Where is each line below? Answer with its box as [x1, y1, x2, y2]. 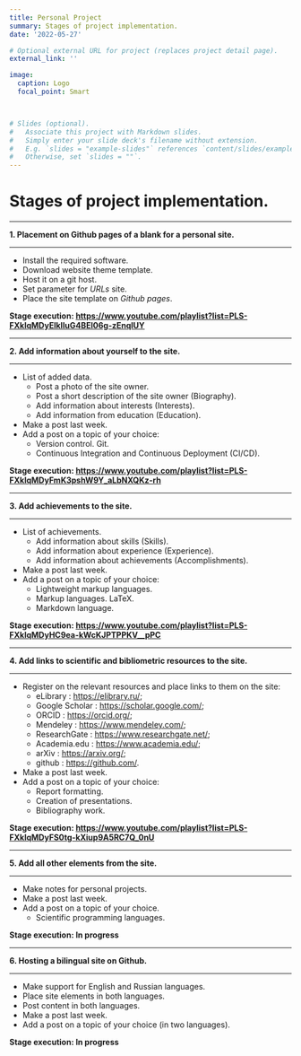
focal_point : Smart [17, 87, 90, 96]
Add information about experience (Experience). [35, 545, 214, 556]
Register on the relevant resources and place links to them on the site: [21, 681, 280, 692]
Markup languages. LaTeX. [35, 593, 134, 604]
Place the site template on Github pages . [21, 293, 173, 304]
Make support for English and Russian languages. [21, 982, 206, 992]
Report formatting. [35, 786, 104, 797]
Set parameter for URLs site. [21, 284, 127, 294]
